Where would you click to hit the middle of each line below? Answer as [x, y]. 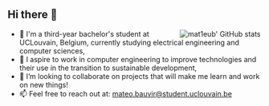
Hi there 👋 [33, 15]
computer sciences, [52, 51]
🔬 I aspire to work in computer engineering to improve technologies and [138, 59]
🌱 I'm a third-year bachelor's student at [84, 33]
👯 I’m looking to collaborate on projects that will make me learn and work [139, 76]
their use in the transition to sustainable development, [108, 68]
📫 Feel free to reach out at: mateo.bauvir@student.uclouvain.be [125, 93]
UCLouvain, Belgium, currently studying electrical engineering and [129, 42]
